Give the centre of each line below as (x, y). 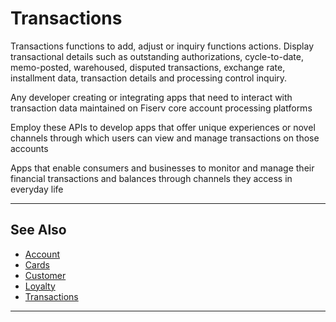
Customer (45, 275)
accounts (29, 148)
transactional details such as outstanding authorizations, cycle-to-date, (157, 56)
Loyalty (40, 286)
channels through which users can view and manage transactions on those (165, 138)
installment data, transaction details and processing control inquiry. (149, 78)
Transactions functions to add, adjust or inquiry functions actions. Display (162, 46)
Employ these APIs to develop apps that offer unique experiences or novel (163, 127)
